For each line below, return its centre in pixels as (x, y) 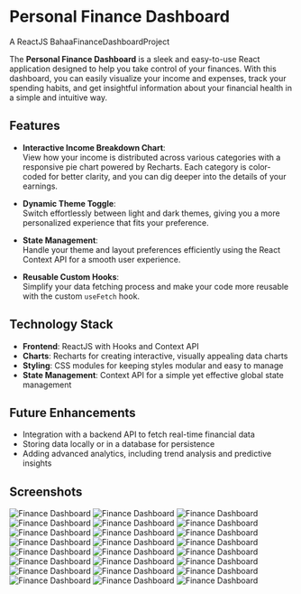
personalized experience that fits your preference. (115, 222)
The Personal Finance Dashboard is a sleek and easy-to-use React (135, 59)
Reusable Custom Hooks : (71, 276)
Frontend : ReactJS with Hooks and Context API (111, 346)
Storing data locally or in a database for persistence (119, 444)
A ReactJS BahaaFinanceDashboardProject (90, 42)
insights (37, 463)
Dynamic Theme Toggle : (69, 203)
